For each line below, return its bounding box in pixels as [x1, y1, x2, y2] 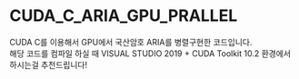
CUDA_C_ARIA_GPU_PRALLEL [9, 5, 238, 26]
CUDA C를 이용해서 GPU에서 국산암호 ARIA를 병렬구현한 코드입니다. [9, 36, 253, 47]
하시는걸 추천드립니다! [9, 59, 88, 70]
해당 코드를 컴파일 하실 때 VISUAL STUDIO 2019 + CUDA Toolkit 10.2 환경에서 [9, 47, 291, 59]
